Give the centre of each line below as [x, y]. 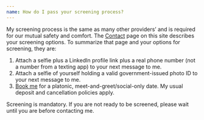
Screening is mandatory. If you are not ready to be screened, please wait [97, 104]
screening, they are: [31, 48]
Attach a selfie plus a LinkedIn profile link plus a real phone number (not [105, 60]
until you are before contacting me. [50, 110]
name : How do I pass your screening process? [65, 12]
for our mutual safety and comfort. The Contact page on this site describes [100, 35]
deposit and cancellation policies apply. [65, 92]
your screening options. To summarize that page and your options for [93, 42]
